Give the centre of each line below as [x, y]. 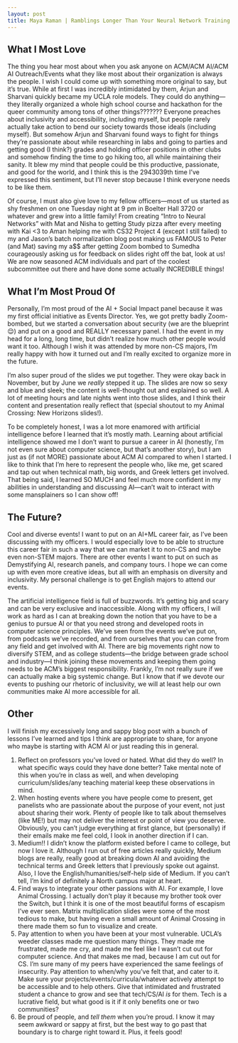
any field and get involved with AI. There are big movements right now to [114, 646]
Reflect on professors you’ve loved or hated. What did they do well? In [120, 760]
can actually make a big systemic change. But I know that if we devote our [116, 676]
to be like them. [30, 187]
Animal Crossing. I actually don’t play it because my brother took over [119, 896]
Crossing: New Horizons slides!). [55, 413]
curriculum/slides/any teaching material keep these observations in [116, 782]
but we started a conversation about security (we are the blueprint [132, 323]
